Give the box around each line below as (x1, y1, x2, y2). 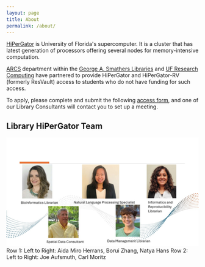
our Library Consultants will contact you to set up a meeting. (6, 103, 159, 110)
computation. (6, 53, 40, 61)
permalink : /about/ (6, 23, 56, 29)
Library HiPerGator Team (6, 121, 103, 131)
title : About (6, 16, 40, 23)
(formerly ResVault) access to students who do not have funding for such (6, 78, 191, 86)
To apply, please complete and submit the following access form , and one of (6, 97, 199, 104)
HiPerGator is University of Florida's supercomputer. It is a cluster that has (6, 40, 193, 48)
